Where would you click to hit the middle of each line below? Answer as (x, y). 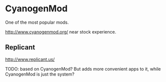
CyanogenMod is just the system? (40, 74)
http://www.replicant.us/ (30, 59)
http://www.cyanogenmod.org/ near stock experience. (61, 32)
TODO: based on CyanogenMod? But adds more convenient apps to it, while (83, 69)
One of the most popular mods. (37, 22)
